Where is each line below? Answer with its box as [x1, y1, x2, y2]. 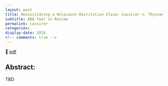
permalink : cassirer [5, 21, 48, 26]
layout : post [5, 7, 32, 12]
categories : [5, 26, 30, 31]
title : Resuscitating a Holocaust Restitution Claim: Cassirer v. [5, 12, 146, 17]
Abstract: [5, 63, 35, 72]
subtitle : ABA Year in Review [5, 16, 68, 21]
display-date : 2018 [5, 30, 46, 35]
